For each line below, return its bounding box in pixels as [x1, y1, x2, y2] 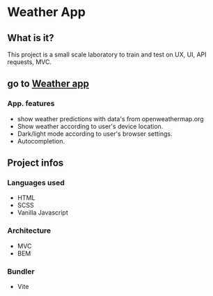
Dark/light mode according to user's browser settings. [17, 130, 173, 138]
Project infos [7, 157, 64, 169]
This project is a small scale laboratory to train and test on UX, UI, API [7, 50, 207, 59]
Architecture [7, 226, 52, 235]
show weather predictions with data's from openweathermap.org [17, 114, 204, 123]
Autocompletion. [17, 137, 65, 145]
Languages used [7, 178, 65, 187]
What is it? [7, 32, 54, 44]
